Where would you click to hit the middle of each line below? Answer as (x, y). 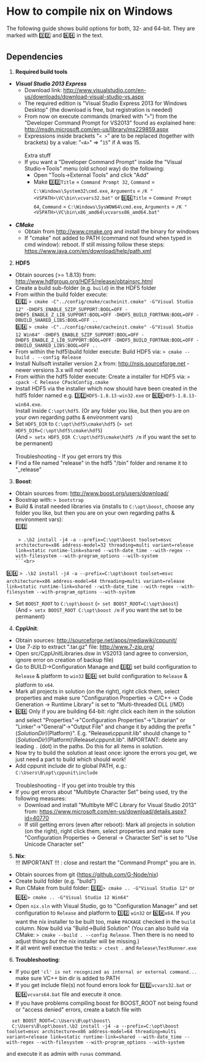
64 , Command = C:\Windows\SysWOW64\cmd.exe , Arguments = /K (108, 206)
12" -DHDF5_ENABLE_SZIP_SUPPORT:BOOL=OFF (69, 309)
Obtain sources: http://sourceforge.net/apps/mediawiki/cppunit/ (96, 640)
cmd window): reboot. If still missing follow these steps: (95, 244)
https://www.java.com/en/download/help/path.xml (88, 251)
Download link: (43, 90)
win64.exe (28, 404)
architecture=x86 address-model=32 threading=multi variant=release (104, 545)
